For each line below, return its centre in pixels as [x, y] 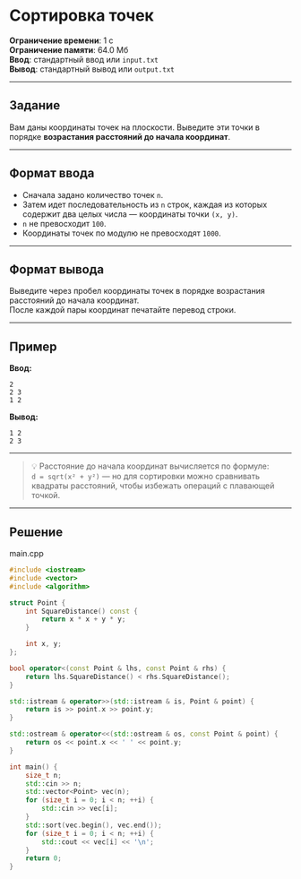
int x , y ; [44, 644]
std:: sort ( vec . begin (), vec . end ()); [94, 825]
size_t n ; [44, 775]
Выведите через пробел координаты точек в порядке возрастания [138, 291]
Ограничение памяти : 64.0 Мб [69, 49]
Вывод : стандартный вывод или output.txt [92, 69]
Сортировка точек [82, 16]
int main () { [34, 767]
